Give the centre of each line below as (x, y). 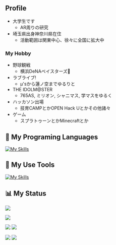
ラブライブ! (24, 78)
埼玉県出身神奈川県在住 (37, 34)
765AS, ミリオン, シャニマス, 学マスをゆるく (66, 96)
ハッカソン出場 (28, 102)
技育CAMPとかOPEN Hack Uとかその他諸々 (65, 108)
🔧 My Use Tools (30, 165)
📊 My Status (26, 194)
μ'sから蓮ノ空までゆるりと (48, 84)
